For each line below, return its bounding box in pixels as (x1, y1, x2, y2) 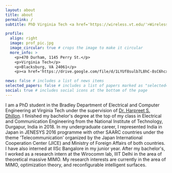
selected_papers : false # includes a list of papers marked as (5, 83, 143, 89)
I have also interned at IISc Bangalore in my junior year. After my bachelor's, (5, 145, 165, 152)
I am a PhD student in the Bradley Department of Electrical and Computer (5, 102, 160, 108)
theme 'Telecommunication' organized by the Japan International (5, 134, 143, 141)
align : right (10, 36, 38, 41)
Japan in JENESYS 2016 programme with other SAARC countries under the (5, 129, 164, 135)
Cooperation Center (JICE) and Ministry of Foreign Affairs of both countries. (5, 140, 165, 146)
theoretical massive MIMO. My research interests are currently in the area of (5, 156, 166, 162)
